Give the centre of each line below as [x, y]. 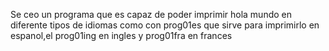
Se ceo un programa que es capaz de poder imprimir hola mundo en [151, 14]
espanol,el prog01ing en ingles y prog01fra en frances [121, 35]
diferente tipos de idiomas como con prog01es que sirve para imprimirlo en [165, 25]
